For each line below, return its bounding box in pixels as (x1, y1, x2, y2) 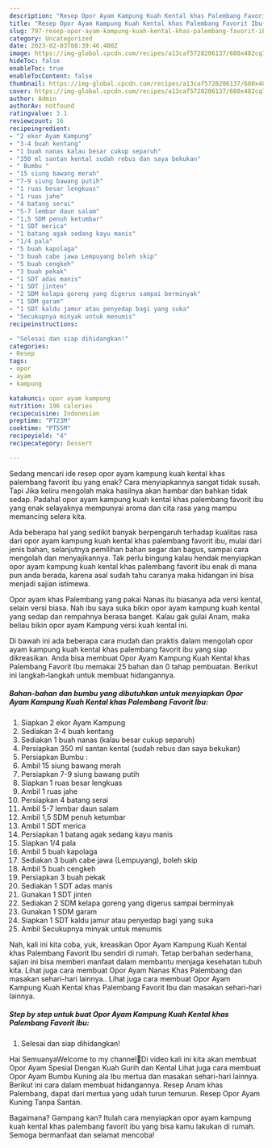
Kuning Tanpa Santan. (9, 1097, 83, 1107)
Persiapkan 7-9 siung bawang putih (20, 769, 140, 779)
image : (9, 49, 31, 57)
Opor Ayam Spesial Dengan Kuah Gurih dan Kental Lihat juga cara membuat (9, 1062, 262, 1072)
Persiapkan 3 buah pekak (20, 872, 106, 882)
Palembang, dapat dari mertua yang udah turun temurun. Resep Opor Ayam (9, 1088, 261, 1098)
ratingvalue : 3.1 (9, 110, 68, 118)
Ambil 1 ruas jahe (20, 786, 78, 796)
